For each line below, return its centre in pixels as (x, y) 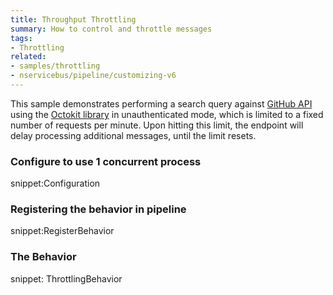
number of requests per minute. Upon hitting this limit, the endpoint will (157, 125)
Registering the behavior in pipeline (98, 209)
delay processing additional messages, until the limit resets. (133, 135)
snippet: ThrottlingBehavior (66, 278)
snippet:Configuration (55, 183)
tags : (21, 38)
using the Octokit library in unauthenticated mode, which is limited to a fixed (167, 114)
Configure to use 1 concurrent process (106, 161)
